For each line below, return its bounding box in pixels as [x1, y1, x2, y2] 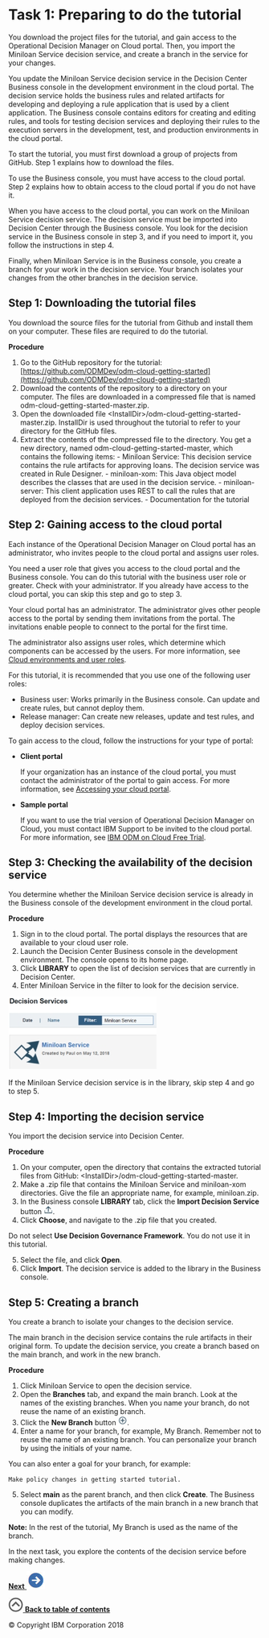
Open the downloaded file [19, 408, 106, 418]
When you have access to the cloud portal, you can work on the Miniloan [8, 205, 251, 215]
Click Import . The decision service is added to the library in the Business [19, 1263, 261, 1274]
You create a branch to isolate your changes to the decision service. [8, 1317, 234, 1326]
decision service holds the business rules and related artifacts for [8, 90, 225, 100]
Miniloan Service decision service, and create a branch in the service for [8, 49, 249, 59]
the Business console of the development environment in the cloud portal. [8, 898, 253, 908]
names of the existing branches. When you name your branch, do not [19, 1398, 250, 1408]
